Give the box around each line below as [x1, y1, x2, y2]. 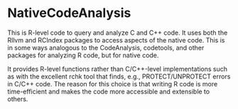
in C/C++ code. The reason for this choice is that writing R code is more [7, 79, 218, 88]
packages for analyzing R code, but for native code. [7, 51, 159, 59]
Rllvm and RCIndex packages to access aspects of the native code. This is [7, 35, 225, 44]
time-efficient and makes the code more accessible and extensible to [7, 87, 210, 96]
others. [7, 94, 28, 103]
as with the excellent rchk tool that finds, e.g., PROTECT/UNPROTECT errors [7, 72, 231, 81]
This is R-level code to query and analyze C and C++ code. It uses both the [7, 28, 228, 37]
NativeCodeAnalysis [7, 5, 131, 21]
